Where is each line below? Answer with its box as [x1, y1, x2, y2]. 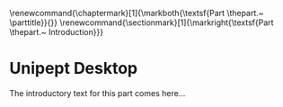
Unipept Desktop [9, 58, 138, 79]
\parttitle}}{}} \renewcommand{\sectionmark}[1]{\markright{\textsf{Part [9, 17, 274, 28]
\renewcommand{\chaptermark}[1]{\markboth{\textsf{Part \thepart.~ [9, 8, 264, 18]
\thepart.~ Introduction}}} [9, 27, 104, 37]
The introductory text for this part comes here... [9, 87, 186, 98]
